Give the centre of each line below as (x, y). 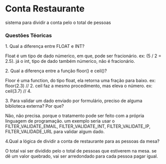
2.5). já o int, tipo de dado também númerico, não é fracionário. (70, 61)
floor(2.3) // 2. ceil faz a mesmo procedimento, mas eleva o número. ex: (79, 86)
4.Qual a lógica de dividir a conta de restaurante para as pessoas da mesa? (82, 141)
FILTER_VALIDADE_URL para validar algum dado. (55, 132)
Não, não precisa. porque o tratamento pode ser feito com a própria (75, 116)
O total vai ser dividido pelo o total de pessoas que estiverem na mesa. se (81, 151)
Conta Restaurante (45, 9)
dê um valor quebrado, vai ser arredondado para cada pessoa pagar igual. (82, 156)
